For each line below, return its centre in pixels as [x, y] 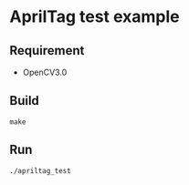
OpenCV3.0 [45, 72]
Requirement [47, 51]
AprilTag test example [94, 17]
